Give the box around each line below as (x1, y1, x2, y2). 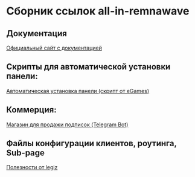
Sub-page (6, 148, 45, 158)
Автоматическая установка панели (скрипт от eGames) (6, 87, 150, 94)
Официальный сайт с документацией (6, 44, 103, 51)
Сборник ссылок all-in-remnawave (6, 4, 190, 18)
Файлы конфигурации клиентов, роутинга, (6, 138, 177, 149)
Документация (6, 28, 68, 39)
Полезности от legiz (6, 164, 58, 171)
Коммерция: (6, 105, 57, 115)
